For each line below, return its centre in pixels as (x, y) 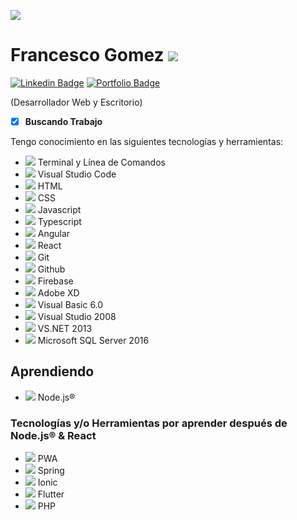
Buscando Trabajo (63, 121)
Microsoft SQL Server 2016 (93, 340)
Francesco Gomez (87, 55)
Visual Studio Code (77, 174)
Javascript (59, 209)
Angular (54, 233)
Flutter (51, 494)
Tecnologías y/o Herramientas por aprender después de (149, 423)
